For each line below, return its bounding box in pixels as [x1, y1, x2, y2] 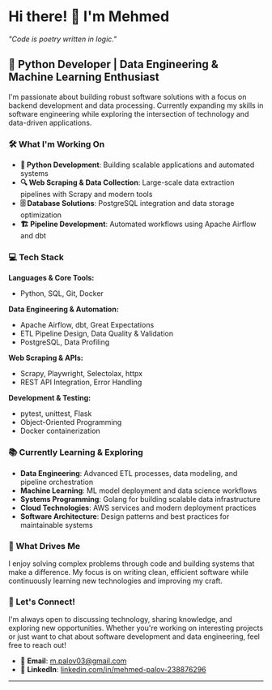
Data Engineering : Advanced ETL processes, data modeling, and [19, 468, 238, 478]
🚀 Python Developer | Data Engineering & [8, 58, 219, 71]
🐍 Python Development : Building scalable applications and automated [19, 160, 255, 169]
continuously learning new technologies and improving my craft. [8, 576, 223, 585]
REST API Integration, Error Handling [19, 377, 142, 388]
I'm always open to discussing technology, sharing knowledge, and [8, 615, 232, 624]
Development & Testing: [8, 393, 91, 403]
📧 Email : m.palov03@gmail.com [19, 656, 127, 666]
